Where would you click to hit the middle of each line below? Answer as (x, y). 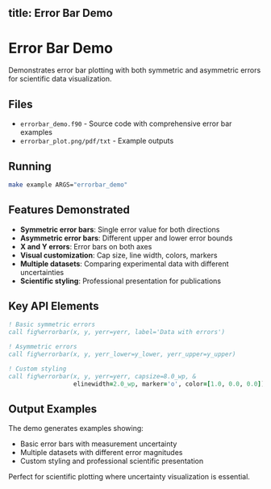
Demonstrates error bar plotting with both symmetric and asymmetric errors (135, 70)
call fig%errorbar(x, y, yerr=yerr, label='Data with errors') (117, 332)
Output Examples (53, 409)
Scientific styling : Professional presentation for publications (121, 281)
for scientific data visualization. (60, 79)
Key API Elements (54, 306)
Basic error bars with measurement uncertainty (98, 444)
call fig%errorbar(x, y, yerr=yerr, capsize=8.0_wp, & (102, 376)
